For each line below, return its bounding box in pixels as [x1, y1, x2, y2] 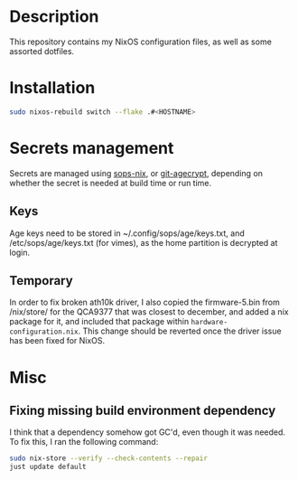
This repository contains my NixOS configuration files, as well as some [9, 36, 273, 47]
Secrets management [9, 137, 174, 158]
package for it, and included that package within [9, 316, 190, 327]
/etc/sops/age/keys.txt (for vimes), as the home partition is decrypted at [9, 237, 278, 248]
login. [9, 247, 31, 258]
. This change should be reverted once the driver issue [78, 325, 282, 336]
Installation [9, 78, 96, 99]
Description [9, 6, 99, 27]
